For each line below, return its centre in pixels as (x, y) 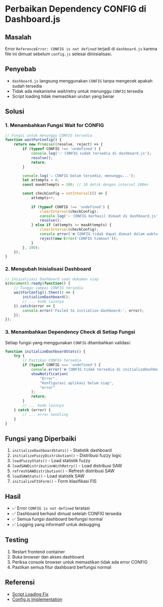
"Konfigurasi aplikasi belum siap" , (77, 383)
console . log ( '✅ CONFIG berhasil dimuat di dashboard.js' (99, 216)
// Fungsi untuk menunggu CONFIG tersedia (49, 135)
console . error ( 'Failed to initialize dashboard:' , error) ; (83, 311)
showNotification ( (49, 374)
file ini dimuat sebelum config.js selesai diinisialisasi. (59, 54)
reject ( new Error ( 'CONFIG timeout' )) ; (79, 239)
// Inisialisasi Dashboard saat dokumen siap (52, 279)
